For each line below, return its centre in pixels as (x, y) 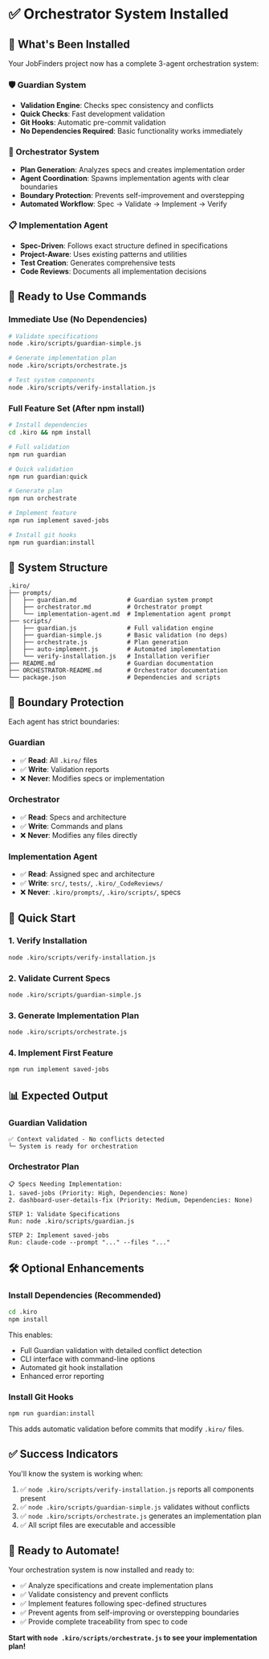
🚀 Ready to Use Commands (77, 297)
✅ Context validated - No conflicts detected (86, 1139)
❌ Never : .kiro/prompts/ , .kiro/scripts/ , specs (100, 892)
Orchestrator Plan (44, 1166)
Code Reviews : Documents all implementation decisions (113, 271)
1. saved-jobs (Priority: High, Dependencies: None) (98, 1193)
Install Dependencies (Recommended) (85, 1295)
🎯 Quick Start (42, 918)
